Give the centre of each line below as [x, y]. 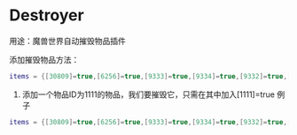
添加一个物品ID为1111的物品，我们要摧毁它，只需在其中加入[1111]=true [148, 94]
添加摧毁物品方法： [44, 59]
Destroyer [47, 15]
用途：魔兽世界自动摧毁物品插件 [67, 41]
